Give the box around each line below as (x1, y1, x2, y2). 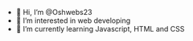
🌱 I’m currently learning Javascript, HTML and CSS (15, 24, 185, 33)
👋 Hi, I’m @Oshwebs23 (15, 8, 92, 17)
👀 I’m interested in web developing (15, 16, 131, 25)
